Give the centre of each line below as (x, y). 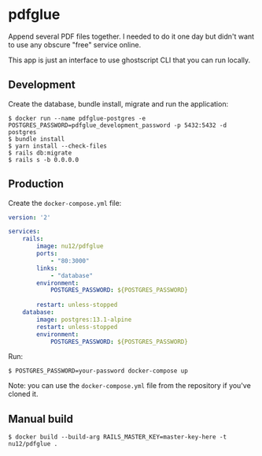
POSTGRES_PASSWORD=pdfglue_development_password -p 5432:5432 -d (117, 125)
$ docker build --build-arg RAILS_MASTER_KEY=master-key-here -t (117, 437)
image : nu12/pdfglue (70, 246)
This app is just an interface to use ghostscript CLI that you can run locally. (129, 60)
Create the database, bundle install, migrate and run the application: (118, 103)
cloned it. (23, 394)
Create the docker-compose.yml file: (65, 203)
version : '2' (30, 217)
